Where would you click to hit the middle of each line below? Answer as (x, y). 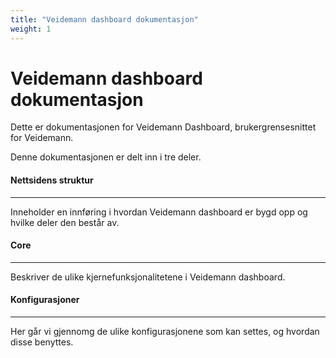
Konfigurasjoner (45, 300)
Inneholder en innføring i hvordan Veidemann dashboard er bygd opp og (159, 212)
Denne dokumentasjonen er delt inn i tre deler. (106, 157)
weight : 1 (31, 29)
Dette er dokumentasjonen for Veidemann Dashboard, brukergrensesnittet (163, 127)
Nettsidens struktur (52, 180)
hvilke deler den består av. (65, 222)
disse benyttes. (42, 342)
